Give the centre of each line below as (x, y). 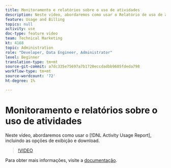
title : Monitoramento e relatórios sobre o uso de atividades (73, 10)
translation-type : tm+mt (32, 62)
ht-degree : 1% (20, 81)
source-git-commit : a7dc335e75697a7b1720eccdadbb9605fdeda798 (73, 66)
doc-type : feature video (32, 33)
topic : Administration (29, 48)
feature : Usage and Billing (35, 19)
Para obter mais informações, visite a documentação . (61, 160)
